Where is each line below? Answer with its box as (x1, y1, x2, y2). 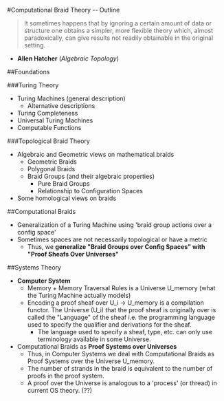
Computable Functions (16, 124, 82, 131)
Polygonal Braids (27, 165, 76, 173)
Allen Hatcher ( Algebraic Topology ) (16, 54, 119, 63)
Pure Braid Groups (37, 180, 91, 188)
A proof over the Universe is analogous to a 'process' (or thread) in (27, 379, 218, 387)
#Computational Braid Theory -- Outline (7, 6, 120, 14)
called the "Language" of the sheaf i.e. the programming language (27, 313, 215, 321)
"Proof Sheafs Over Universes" (27, 250, 119, 258)
